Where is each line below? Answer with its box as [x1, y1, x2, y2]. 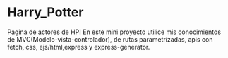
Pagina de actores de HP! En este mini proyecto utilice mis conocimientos [7, 28, 221, 36]
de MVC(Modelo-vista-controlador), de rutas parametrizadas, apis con [7, 35, 213, 43]
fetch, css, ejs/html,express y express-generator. [7, 42, 150, 51]
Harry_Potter [7, 4, 84, 21]
